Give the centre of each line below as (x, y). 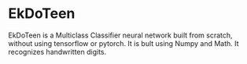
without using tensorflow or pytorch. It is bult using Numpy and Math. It (124, 43)
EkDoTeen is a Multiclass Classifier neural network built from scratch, (121, 35)
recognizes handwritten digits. (57, 52)
